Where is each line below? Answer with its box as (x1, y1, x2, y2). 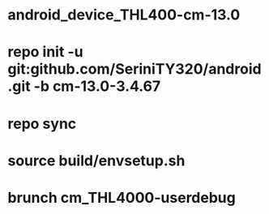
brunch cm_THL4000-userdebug (7, 188, 236, 207)
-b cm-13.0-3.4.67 (33, 77, 161, 96)
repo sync (7, 114, 77, 133)
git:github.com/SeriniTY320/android (7, 60, 262, 79)
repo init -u (7, 43, 83, 62)
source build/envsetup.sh (7, 152, 186, 169)
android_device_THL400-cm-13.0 (7, 6, 241, 24)
